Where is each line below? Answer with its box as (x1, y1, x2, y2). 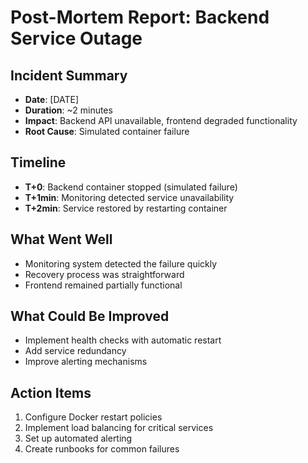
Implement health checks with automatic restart (24, 334, 222, 346)
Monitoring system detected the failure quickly (24, 257, 218, 270)
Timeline (10, 154, 67, 171)
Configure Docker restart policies (24, 411, 163, 423)
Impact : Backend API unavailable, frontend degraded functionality (24, 115, 298, 126)
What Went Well (10, 231, 113, 248)
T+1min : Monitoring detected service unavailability (24, 191, 235, 203)
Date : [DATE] (24, 94, 80, 105)
